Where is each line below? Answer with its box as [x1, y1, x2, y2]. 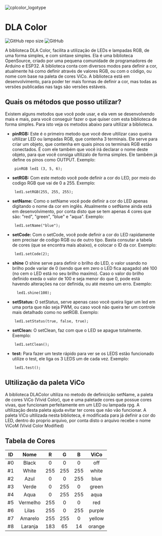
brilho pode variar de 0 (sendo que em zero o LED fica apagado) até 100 [12, 265, 157, 271]
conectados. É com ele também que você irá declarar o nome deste [12, 146, 148, 152]
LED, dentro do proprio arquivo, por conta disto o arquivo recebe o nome [5, 417, 151, 423]
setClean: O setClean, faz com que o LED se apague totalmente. [12, 327, 142, 333]
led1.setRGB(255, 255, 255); [14, 189, 74, 194]
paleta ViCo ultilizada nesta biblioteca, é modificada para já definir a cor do [5, 412, 156, 418]
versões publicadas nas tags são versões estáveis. [5, 84, 107, 89]
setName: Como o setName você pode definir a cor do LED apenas [12, 198, 148, 204]
